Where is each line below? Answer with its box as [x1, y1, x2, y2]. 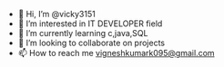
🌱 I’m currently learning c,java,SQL [17, 28, 148, 38]
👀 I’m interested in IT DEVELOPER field [17, 18, 163, 29]
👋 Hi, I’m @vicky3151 [17, 9, 96, 19]
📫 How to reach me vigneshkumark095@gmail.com [17, 48, 216, 58]
